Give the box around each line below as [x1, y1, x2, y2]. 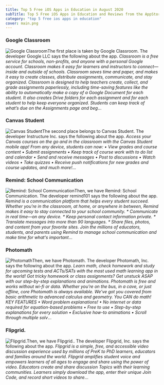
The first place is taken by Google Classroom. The [47, 48, 148, 54]
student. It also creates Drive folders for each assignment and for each [5, 95, 148, 101]
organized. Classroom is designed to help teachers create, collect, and [5, 79, 148, 85]
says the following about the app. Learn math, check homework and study [5, 263, 155, 269]
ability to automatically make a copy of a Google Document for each [5, 89, 144, 95]
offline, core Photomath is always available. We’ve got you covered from [5, 289, 152, 295]
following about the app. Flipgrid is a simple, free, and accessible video [5, 343, 149, 349]
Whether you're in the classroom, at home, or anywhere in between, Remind [5, 203, 159, 209]
